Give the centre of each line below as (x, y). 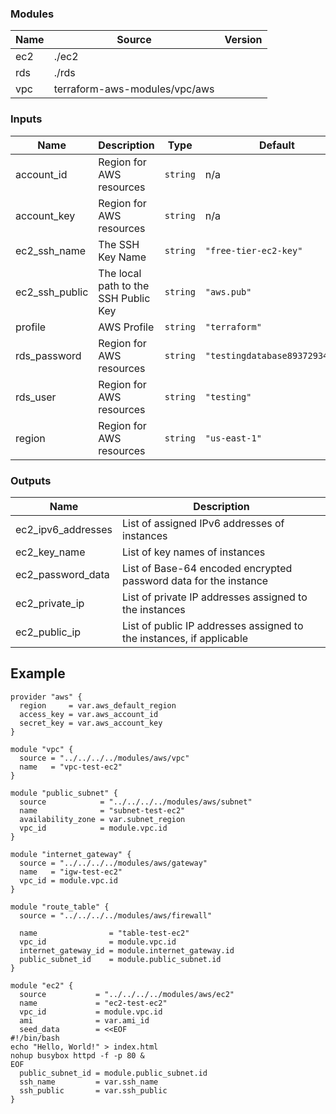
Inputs (26, 119)
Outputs (31, 480)
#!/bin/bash (35, 1038)
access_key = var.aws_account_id (89, 714)
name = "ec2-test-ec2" (93, 1003)
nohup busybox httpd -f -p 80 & (77, 1055)
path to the (124, 285)
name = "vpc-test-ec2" (71, 767)
